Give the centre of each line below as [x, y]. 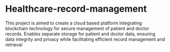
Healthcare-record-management [76, 9]
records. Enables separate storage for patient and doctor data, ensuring [80, 34]
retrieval [14, 44]
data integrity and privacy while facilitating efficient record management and [85, 39]
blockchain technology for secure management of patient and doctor [77, 28]
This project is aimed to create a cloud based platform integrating [74, 23]
